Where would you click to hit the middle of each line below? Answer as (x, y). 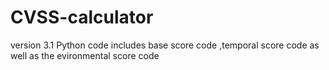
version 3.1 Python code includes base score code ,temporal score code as (165, 45)
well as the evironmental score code (85, 55)
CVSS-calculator (82, 17)
